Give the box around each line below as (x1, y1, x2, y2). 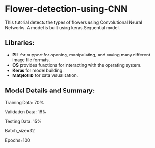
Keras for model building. (12, 67, 64, 73)
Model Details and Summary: (5, 87, 95, 95)
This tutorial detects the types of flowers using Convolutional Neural (5, 19, 143, 25)
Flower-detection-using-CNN (5, 3, 128, 15)
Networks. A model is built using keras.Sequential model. (5, 24, 120, 30)
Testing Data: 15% (5, 118, 42, 124)
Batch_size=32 (5, 128, 35, 133)
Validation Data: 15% (5, 109, 46, 115)
